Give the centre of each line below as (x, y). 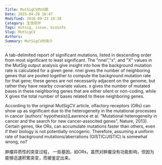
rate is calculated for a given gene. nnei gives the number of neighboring (78, 70)
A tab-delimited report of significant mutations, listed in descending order (78, 55)
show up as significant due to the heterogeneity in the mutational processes (81, 111)
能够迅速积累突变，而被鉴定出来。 (39, 158)
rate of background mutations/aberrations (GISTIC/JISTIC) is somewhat (76, 136)
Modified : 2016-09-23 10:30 (33, 18)
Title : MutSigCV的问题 (27, 9)
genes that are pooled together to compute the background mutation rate (78, 75)
